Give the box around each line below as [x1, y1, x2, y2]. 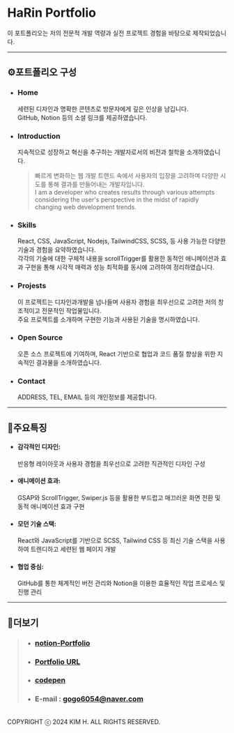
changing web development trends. [34, 202, 137, 211]
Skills [17, 220, 37, 229]
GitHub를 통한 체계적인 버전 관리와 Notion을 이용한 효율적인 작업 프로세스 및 [17, 579, 226, 587]
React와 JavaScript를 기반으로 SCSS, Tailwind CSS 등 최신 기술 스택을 [17, 536, 213, 545]
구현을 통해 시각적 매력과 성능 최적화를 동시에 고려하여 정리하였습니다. [24, 263, 214, 271]
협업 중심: [17, 562, 44, 570]
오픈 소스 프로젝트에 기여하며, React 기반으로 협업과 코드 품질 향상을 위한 [17, 349, 216, 358]
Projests [17, 281, 47, 291]
